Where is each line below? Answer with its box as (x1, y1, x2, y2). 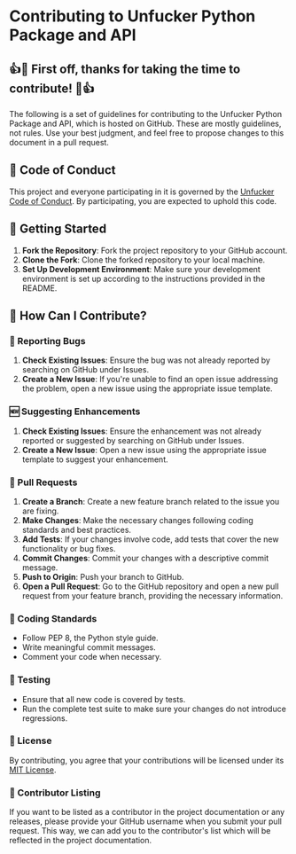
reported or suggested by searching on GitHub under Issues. (21, 435, 245, 445)
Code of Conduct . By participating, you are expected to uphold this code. (9, 195, 277, 206)
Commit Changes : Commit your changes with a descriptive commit (21, 552, 269, 563)
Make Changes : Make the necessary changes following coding (21, 514, 254, 525)
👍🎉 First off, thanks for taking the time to (9, 61, 241, 76)
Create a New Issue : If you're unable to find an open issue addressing (21, 374, 279, 385)
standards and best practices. (21, 524, 131, 535)
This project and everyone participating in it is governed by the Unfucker (9, 186, 275, 197)
